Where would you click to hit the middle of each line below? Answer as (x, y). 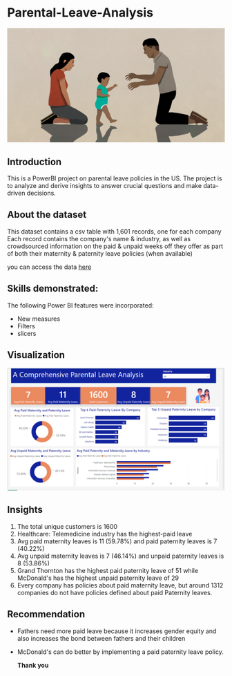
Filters (26, 326)
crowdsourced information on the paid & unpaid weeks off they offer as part (115, 246)
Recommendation (46, 614)
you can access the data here (49, 267)
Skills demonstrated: (53, 289)
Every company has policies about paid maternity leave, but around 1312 (120, 585)
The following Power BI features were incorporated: (80, 305)
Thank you (33, 665)
